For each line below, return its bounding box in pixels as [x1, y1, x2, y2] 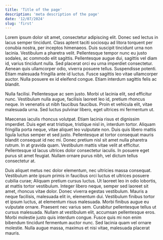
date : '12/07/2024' [5, 16, 45, 21]
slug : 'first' [5, 21, 34, 26]
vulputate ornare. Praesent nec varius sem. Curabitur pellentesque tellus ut [5, 204, 157, 210]
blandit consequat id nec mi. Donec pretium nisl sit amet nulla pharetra [5, 137, 148, 143]
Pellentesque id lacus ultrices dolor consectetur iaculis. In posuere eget [5, 148, 149, 153]
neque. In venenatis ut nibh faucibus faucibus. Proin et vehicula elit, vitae [5, 101, 153, 107]
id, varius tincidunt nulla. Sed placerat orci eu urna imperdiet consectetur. [5, 60, 153, 66]
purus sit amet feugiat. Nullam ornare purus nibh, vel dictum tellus [5, 153, 138, 159]
